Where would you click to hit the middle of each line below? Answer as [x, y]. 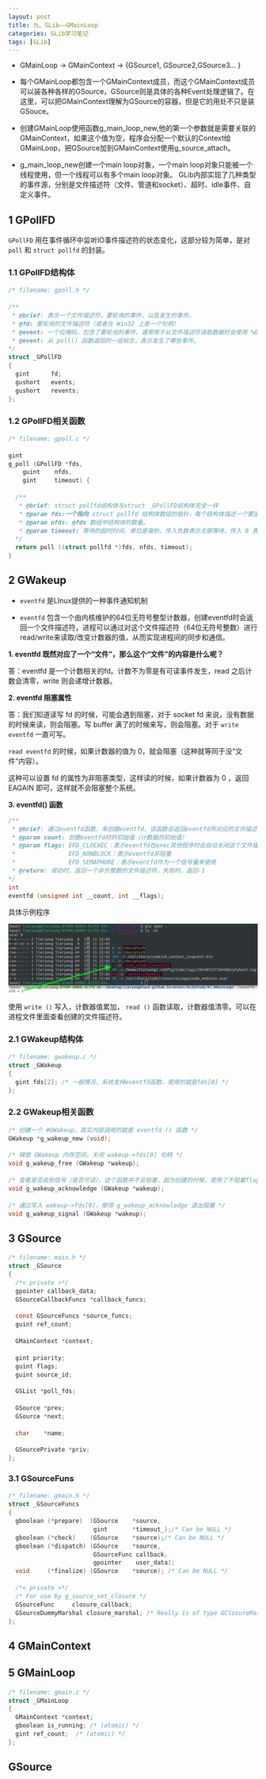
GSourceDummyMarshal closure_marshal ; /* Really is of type [116, 1613]
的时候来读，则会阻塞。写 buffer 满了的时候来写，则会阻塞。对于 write [123, 724]
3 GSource [35, 1238]
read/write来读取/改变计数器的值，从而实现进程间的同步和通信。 [124, 637]
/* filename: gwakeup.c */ [53, 1057]
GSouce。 [36, 112]
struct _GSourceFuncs [44, 1504]
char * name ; [40, 1433]
